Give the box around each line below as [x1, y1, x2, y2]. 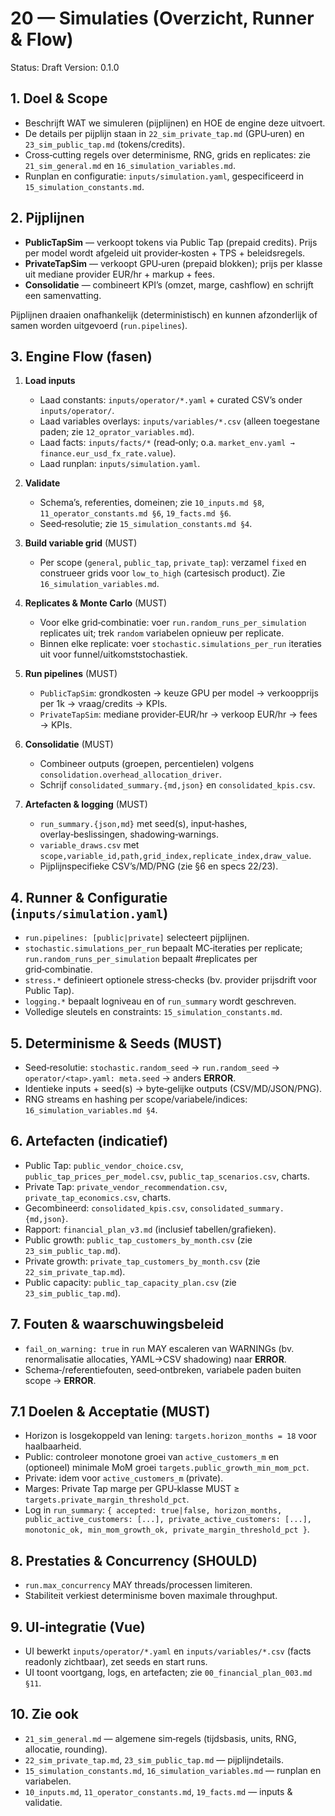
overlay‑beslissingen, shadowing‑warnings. [39, 828, 219, 841]
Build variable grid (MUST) [24, 537, 138, 549]
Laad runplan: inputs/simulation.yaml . [39, 458, 201, 470]
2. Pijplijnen [10, 210, 85, 227]
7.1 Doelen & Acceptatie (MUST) [10, 1403, 211, 1421]
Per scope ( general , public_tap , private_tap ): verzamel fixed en [39, 557, 307, 569]
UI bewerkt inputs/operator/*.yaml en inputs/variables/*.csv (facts [24, 1645, 312, 1657]
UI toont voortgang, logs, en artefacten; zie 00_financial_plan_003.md [24, 1667, 313, 1679]
